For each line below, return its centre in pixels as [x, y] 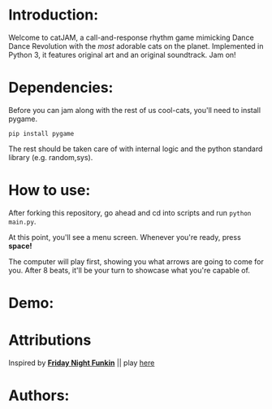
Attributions [50, 340]
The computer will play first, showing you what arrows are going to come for [136, 261]
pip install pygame [41, 133]
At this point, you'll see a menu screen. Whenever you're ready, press [125, 237]
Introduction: [54, 15]
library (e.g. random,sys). [51, 157]
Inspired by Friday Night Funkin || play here [82, 363]
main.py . [22, 221]
